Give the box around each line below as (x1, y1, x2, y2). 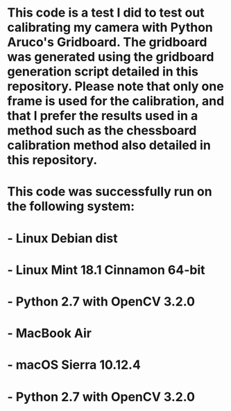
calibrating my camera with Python (7, 19, 214, 35)
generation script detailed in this (7, 64, 199, 80)
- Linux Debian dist (7, 230, 118, 246)
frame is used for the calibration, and (7, 94, 225, 109)
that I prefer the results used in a (7, 108, 198, 124)
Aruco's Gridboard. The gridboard (7, 35, 207, 50)
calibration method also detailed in (7, 137, 212, 153)
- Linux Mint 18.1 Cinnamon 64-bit (7, 262, 206, 278)
